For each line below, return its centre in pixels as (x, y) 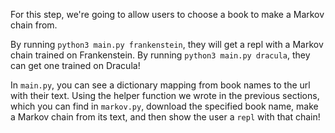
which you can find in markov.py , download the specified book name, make (164, 106)
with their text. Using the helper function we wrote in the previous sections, (165, 95)
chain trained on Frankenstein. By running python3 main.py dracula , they (160, 55)
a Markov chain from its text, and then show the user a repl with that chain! (165, 117)
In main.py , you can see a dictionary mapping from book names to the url (160, 85)
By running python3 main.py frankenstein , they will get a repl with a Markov (167, 44)
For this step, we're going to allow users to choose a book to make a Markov (167, 14)
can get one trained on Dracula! (75, 65)
